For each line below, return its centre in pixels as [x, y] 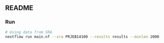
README [19, 8]
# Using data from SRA [29, 32]
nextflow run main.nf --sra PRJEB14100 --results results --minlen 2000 [82, 37]
